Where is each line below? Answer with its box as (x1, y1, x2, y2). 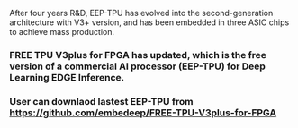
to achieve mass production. (9, 27, 115, 37)
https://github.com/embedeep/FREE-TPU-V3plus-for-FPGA (9, 107, 277, 119)
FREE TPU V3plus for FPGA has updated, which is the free (9, 48, 267, 61)
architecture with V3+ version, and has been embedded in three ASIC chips (9, 17, 290, 28)
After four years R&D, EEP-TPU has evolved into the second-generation (9, 8, 274, 18)
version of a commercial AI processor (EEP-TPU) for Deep (9, 60, 266, 73)
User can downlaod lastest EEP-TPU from (9, 95, 194, 107)
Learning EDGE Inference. (9, 71, 124, 83)
